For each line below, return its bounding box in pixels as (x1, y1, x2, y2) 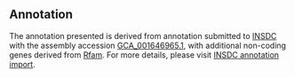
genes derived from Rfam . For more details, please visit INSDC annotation (9, 49, 280, 60)
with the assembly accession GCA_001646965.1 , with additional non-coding (9, 40, 287, 51)
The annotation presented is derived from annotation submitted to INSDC (9, 30, 277, 41)
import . (9, 58, 36, 69)
